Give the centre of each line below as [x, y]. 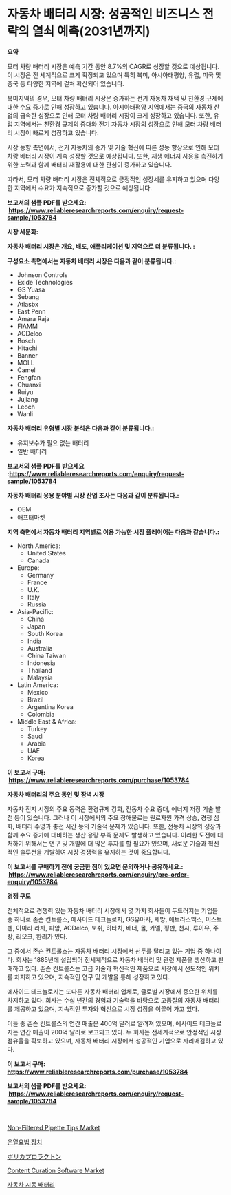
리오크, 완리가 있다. [42, 936]
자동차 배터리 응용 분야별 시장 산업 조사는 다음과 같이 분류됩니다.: [93, 495]
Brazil [35, 699]
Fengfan [29, 377]
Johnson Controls [42, 275]
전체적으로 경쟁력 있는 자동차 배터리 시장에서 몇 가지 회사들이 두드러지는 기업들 [113, 910]
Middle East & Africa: [47, 722]
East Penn [31, 311]
